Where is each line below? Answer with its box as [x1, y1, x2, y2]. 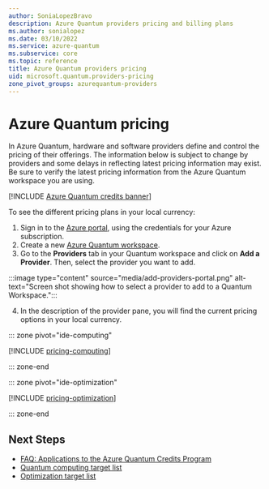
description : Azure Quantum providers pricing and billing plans [8, 19, 233, 28]
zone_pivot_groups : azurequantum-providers [8, 79, 158, 88]
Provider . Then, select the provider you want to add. [19, 257, 196, 268]
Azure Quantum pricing [8, 114, 170, 133]
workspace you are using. [8, 176, 95, 186]
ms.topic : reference [8, 58, 79, 66]
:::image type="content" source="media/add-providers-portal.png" [8, 273, 233, 283]
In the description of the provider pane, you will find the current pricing [19, 306, 258, 316]
